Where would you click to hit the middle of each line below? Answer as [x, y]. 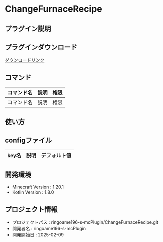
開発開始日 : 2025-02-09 [38, 235]
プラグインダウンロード [41, 47]
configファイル [29, 140]
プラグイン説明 [28, 29]
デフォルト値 [56, 156]
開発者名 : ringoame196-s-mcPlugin [49, 229]
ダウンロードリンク [25, 60]
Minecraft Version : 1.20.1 [38, 187]
